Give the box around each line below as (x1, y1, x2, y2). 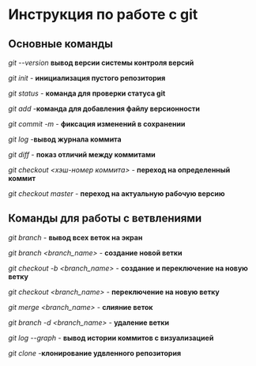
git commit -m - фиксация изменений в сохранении (8, 119, 186, 128)
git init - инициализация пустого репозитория (8, 74, 166, 82)
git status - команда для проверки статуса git (8, 89, 166, 98)
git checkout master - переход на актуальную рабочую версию (8, 189, 225, 198)
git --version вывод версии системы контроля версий (8, 58, 194, 67)
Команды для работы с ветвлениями (8, 212, 202, 225)
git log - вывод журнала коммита (8, 134, 122, 144)
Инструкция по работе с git (8, 6, 198, 24)
